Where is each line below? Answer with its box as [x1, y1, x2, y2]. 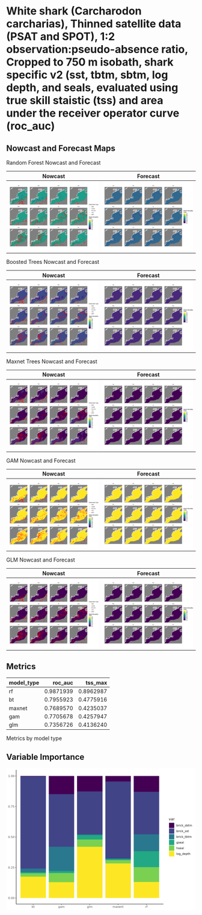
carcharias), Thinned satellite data [6, 17, 182, 31]
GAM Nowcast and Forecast [6, 457, 76, 464]
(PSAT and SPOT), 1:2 [6, 30, 115, 43]
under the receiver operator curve [6, 106, 180, 120]
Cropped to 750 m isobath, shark [6, 55, 174, 69]
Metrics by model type [6, 735, 62, 742]
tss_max [85, 679, 108, 686]
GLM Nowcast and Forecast [6, 556, 75, 563]
